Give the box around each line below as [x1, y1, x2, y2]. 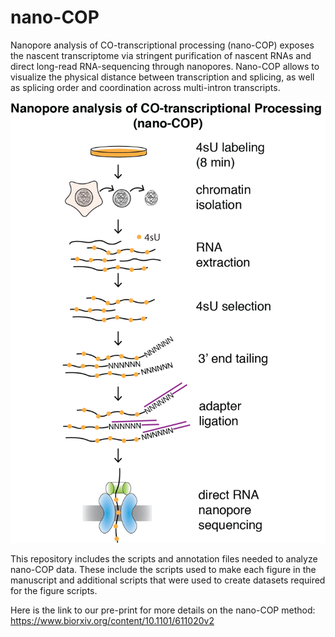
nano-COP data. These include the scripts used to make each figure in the [10, 564, 317, 576]
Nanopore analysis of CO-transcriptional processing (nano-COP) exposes [10, 39, 315, 51]
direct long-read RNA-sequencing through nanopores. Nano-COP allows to [10, 60, 320, 72]
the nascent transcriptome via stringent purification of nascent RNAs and [10, 49, 312, 61]
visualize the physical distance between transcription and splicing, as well [10, 71, 315, 83]
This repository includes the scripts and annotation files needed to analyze [10, 553, 318, 565]
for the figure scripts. [10, 585, 98, 597]
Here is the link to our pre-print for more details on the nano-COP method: [10, 604, 316, 616]
